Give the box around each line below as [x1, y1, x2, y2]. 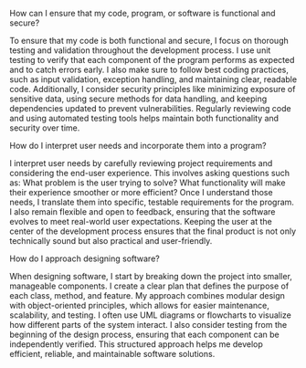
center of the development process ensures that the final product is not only [9, 226, 297, 237]
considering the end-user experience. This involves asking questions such [9, 168, 290, 178]
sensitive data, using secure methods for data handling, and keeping [9, 93, 268, 104]
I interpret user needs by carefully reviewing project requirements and [9, 158, 273, 168]
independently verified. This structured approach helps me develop [9, 339, 263, 350]
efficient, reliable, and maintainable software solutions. [9, 349, 216, 359]
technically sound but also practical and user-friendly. [9, 236, 213, 246]
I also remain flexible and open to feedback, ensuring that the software [9, 206, 276, 217]
